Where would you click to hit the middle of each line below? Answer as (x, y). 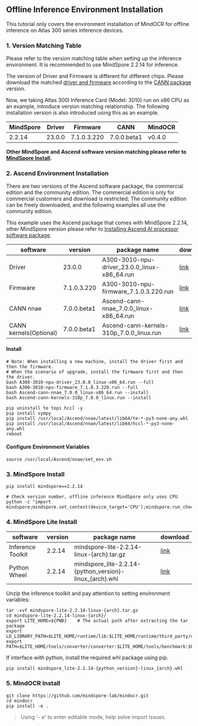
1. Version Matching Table (44, 45)
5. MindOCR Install (33, 683)
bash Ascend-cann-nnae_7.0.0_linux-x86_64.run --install (77, 392)
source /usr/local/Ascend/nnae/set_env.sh (59, 459)
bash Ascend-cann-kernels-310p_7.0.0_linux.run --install (79, 398)
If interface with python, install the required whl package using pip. (87, 657)
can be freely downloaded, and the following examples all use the (86, 205)
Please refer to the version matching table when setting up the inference (94, 58)
